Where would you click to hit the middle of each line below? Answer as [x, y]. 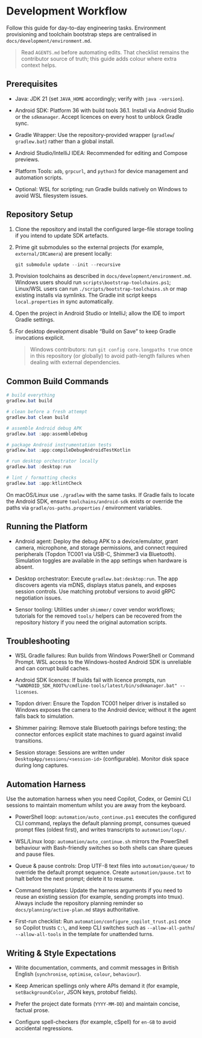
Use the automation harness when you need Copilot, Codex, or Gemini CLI [99, 799]
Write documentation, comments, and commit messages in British [97, 967]
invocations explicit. [40, 338]
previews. [27, 159]
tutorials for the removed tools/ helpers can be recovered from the [98, 616]
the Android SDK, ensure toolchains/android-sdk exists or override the [94, 501]
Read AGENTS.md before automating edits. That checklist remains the [105, 52]
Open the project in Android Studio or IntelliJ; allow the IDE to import [100, 313]
